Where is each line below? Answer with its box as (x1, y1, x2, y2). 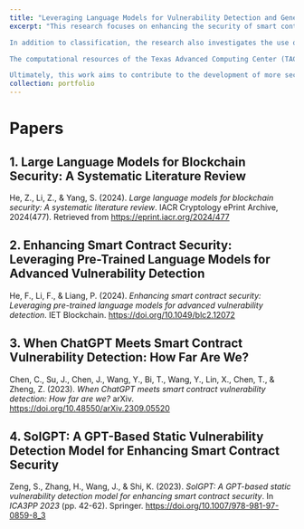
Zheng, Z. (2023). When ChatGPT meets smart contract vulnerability (9, 383, 266, 394)
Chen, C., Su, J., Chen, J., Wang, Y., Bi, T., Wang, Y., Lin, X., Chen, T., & (9, 373, 275, 385)
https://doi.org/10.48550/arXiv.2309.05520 (9, 402, 170, 413)
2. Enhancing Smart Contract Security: (9, 237, 233, 254)
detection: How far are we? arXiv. (9, 393, 134, 404)
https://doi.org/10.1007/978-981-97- (145, 500, 280, 512)
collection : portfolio (9, 79, 95, 89)
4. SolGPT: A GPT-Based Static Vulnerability (9, 429, 264, 445)
